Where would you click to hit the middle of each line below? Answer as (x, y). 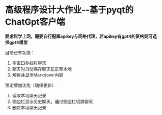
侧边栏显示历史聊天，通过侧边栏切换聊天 (52, 101)
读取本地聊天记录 (29, 95)
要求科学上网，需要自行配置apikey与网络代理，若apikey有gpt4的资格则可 (79, 36)
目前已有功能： (20, 52)
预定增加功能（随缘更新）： (32, 85)
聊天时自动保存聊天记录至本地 (42, 69)
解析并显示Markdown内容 (38, 75)
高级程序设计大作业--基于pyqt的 (69, 10)
